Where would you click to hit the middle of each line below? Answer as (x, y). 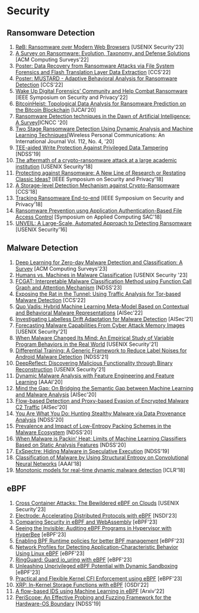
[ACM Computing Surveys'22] (52, 60)
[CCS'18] (26, 192)
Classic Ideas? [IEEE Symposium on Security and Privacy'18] (89, 179)
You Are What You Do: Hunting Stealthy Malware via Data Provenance (100, 413)
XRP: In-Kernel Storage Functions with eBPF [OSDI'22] (82, 585)
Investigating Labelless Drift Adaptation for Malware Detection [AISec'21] (104, 319)
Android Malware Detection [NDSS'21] (62, 357)
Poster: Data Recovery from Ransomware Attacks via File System (95, 66)
